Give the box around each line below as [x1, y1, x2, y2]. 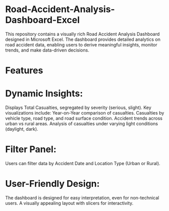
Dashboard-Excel [5, 14, 80, 26]
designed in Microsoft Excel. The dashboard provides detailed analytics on [5, 36, 160, 42]
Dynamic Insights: [5, 88, 83, 99]
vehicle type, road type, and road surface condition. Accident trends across [5, 115, 163, 122]
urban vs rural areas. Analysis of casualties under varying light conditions [5, 121, 158, 127]
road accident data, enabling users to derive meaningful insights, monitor [5, 41, 157, 47]
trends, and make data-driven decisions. [5, 47, 89, 53]
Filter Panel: [5, 144, 57, 155]
